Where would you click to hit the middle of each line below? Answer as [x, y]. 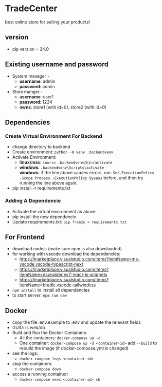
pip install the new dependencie [44, 217]
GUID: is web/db [28, 328]
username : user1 [36, 97]
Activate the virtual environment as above [54, 211]
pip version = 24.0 [30, 49]
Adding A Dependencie [33, 201]
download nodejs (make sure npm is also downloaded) [67, 249]
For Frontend [25, 237]
